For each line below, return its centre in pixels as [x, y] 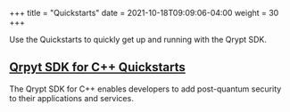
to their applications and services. [71, 98]
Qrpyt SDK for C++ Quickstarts [97, 67]
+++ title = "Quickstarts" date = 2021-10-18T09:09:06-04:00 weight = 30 [144, 13]
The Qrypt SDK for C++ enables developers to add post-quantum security [145, 89]
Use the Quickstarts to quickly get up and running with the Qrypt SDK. [138, 40]
